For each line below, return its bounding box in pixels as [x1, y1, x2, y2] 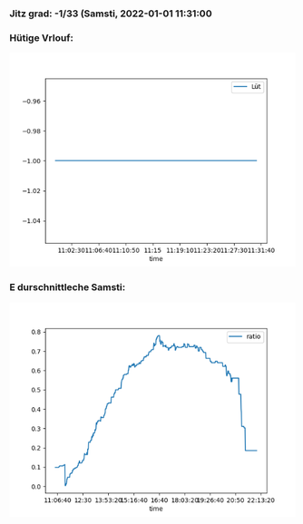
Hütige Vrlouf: [9, 31, 74, 44]
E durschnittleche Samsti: [9, 281, 126, 294]
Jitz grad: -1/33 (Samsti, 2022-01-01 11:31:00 [9, 7, 212, 20]
